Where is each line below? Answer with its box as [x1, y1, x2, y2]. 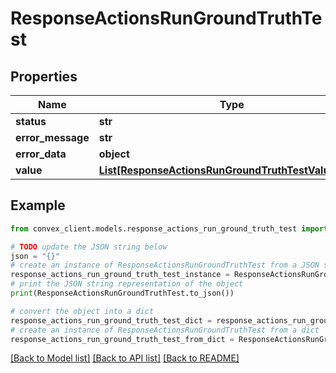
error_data [15, 147, 67, 161]
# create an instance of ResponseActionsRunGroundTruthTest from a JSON [10, 260, 320, 271]
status [15, 115, 47, 128]
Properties [10, 68, 78, 85]
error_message [15, 131, 90, 144]
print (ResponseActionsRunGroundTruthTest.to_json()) [10, 288, 235, 299]
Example [10, 197, 66, 214]
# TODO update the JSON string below [10, 242, 168, 252]
